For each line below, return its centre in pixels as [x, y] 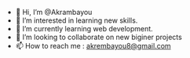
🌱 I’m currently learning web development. [84, 29]
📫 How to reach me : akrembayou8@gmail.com [93, 46]
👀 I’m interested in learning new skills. [77, 20]
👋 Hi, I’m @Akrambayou [54, 12]
